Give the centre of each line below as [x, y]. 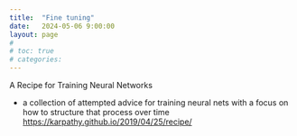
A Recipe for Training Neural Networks [81, 85]
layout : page [34, 34]
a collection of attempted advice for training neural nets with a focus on [155, 103]
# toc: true [32, 51]
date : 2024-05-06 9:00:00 [62, 26]
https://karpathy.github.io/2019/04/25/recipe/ [107, 122]
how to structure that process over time [96, 112]
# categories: [36, 59]
